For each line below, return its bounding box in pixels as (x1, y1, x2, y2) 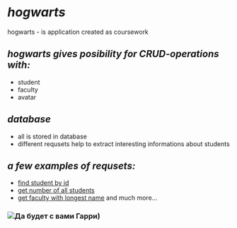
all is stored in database (17, 132, 87, 140)
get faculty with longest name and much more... (17, 193, 158, 202)
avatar (17, 92, 37, 101)
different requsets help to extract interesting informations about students (17, 139, 230, 148)
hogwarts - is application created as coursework (7, 28, 149, 36)
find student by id (17, 179, 69, 187)
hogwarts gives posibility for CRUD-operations (7, 48, 219, 60)
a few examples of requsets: (7, 160, 136, 172)
